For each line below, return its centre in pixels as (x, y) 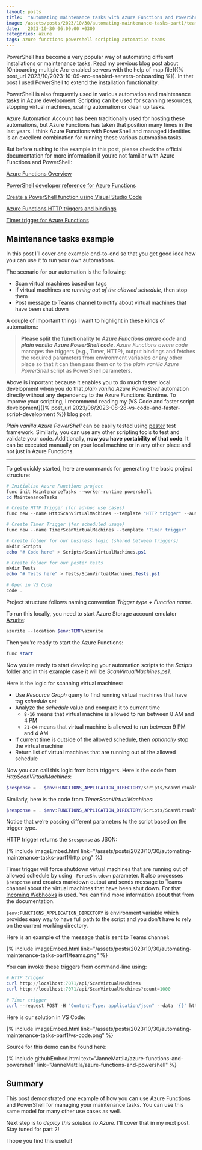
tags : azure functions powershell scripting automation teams (86, 40)
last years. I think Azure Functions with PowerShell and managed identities (98, 131)
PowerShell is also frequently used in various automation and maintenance (99, 94)
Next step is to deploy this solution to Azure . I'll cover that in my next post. (98, 1122)
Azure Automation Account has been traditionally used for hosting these (96, 118)
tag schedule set (35, 701)
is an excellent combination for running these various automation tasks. (95, 138)
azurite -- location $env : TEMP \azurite (55, 631)
